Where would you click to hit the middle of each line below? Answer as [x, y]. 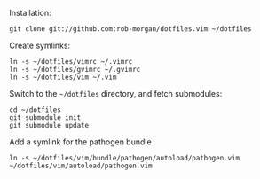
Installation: [30, 13]
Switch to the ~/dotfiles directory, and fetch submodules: [116, 93]
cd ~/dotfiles [35, 110]
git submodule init [45, 118]
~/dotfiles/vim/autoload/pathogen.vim [81, 166]
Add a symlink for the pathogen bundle [81, 142]
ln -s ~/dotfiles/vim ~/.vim [63, 77]
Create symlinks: [40, 45]
